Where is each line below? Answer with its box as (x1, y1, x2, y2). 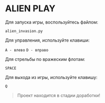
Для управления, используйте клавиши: (5, 37, 90, 43)
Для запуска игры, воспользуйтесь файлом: (5, 19, 99, 25)
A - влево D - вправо (5, 48, 48, 52)
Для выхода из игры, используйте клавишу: (5, 74, 98, 80)
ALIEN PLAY (5, 3, 56, 14)
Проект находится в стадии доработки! (17, 92, 101, 98)
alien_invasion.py (5, 28, 43, 33)
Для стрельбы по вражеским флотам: (5, 56, 85, 62)
